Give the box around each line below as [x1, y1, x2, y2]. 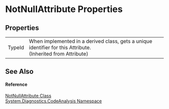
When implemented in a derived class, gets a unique [29, 38, 152, 45]
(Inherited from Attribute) [29, 50, 89, 57]
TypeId [8, 44, 24, 51]
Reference [5, 81, 28, 87]
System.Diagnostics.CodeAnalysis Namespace [5, 98, 102, 104]
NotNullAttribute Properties [5, 4, 123, 15]
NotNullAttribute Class [5, 92, 52, 98]
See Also [5, 67, 34, 76]
